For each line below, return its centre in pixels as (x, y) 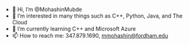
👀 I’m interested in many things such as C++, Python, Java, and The (97, 16)
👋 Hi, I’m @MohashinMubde (47, 9)
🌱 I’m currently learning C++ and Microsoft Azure (74, 29)
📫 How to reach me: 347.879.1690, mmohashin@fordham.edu (90, 36)
